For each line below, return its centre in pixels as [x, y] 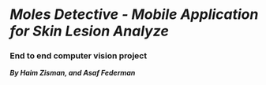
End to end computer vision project [79, 56]
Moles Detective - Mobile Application [134, 15]
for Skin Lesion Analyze [89, 31]
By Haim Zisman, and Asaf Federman [73, 73]
